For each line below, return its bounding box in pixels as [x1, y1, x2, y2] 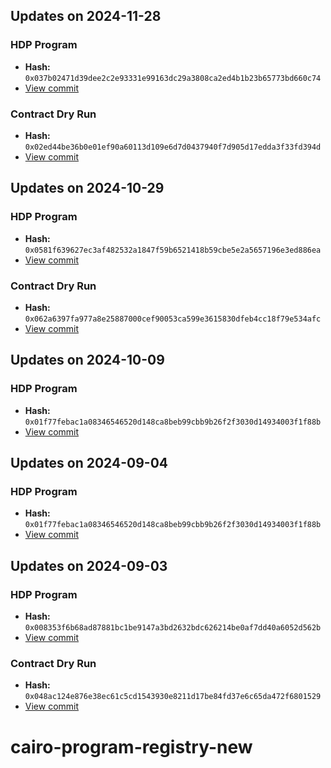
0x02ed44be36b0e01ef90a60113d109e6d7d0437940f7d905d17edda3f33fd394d [24, 142, 322, 152]
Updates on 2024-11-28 [10, 8, 162, 25]
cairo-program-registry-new [10, 735, 253, 758]
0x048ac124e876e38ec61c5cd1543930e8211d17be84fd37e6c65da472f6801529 [24, 692, 322, 702]
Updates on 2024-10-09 [10, 352, 165, 369]
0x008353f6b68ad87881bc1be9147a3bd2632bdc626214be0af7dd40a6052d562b [24, 623, 322, 633]
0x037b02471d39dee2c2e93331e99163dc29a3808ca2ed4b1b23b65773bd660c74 [24, 73, 322, 83]
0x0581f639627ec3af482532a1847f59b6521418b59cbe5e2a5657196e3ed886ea [24, 245, 322, 255]
